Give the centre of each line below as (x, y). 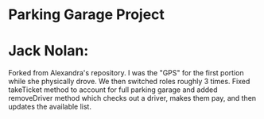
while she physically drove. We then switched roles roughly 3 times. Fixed (129, 82)
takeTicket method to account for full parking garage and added (113, 90)
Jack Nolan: (49, 51)
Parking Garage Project (87, 15)
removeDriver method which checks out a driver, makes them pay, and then (132, 98)
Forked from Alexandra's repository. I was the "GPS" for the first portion (126, 73)
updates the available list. (50, 107)
